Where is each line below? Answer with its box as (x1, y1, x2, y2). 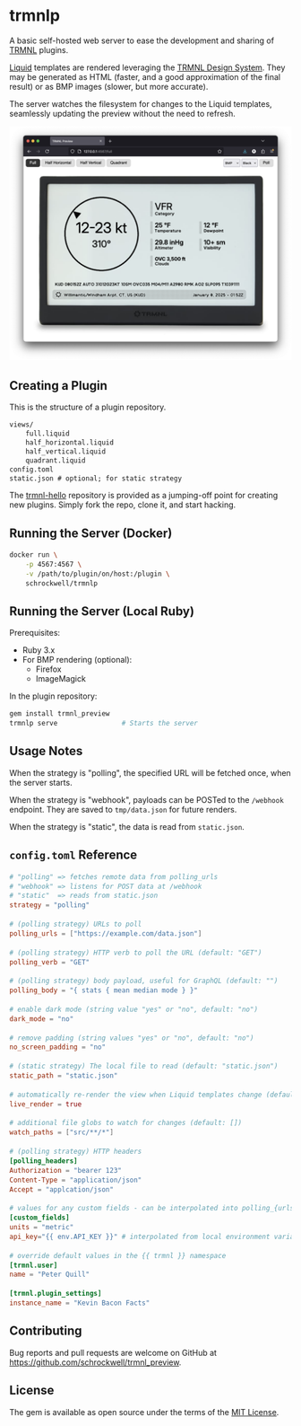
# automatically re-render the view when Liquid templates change (9, 1090, 262, 1099)
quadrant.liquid (25, 456, 87, 465)
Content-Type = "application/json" (9, 1175, 142, 1184)
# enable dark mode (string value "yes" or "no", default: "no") (9, 1005, 258, 1014)
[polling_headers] (9, 1156, 78, 1166)
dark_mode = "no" (9, 1014, 74, 1024)
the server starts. (9, 777, 73, 788)
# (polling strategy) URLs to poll (9, 920, 142, 929)
